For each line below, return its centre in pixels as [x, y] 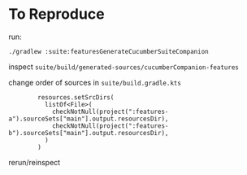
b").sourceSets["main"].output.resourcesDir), [89, 133]
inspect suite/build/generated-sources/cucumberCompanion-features [124, 67]
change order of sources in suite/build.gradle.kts [95, 82]
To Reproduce [56, 14]
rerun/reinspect [35, 162]
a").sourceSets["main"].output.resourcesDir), [89, 119]
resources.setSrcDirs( [76, 97]
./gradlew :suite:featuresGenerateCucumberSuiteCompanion [108, 51]
